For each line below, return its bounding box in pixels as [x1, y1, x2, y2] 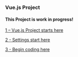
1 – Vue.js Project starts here [5, 27, 64, 33]
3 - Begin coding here [5, 47, 50, 53]
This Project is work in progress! [5, 16, 74, 22]
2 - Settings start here [5, 37, 51, 43]
